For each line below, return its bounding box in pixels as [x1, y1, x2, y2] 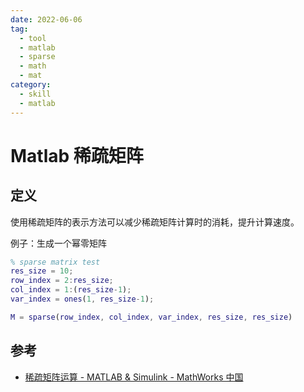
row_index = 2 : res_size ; [10, 276, 114, 286]
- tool [19, 33, 47, 43]
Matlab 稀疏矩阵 [10, 144, 144, 167]
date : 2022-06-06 [10, 14, 83, 25]
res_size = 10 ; [10, 266, 74, 276]
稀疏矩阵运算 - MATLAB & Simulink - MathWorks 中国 [24, 371, 244, 383]
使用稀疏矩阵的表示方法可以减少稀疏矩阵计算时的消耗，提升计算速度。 [10, 216, 300, 228]
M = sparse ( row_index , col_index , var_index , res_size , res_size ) [10, 312, 293, 322]
